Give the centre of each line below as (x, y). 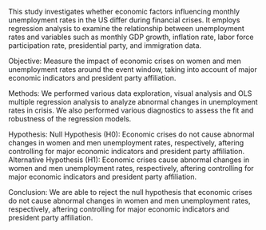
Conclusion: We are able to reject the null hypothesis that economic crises (131, 192)
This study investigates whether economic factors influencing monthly (124, 12)
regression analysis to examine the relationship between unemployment (127, 28)
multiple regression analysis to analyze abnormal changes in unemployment (133, 102)
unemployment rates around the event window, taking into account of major (133, 69)
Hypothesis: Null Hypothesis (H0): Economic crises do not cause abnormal (131, 134)
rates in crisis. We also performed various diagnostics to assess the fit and (131, 110)
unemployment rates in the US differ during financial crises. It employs (124, 20)
